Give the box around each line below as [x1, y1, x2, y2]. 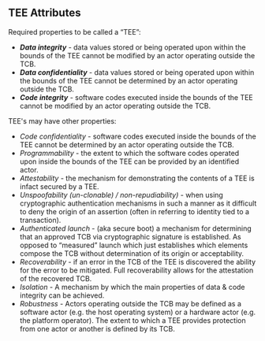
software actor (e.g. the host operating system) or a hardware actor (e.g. [19, 307, 256, 317]
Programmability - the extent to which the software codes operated [19, 148, 240, 158]
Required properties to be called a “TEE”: [8, 27, 141, 36]
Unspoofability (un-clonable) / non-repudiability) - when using [19, 190, 223, 199]
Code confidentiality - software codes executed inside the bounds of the [19, 132, 256, 141]
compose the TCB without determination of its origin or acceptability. [19, 248, 244, 258]
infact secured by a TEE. [19, 181, 100, 191]
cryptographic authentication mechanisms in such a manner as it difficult [19, 198, 257, 208]
